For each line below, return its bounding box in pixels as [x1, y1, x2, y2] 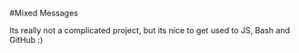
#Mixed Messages [9, 8, 79, 18]
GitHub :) [9, 35, 44, 45]
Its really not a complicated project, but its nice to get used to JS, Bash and [9, 25, 291, 35]
